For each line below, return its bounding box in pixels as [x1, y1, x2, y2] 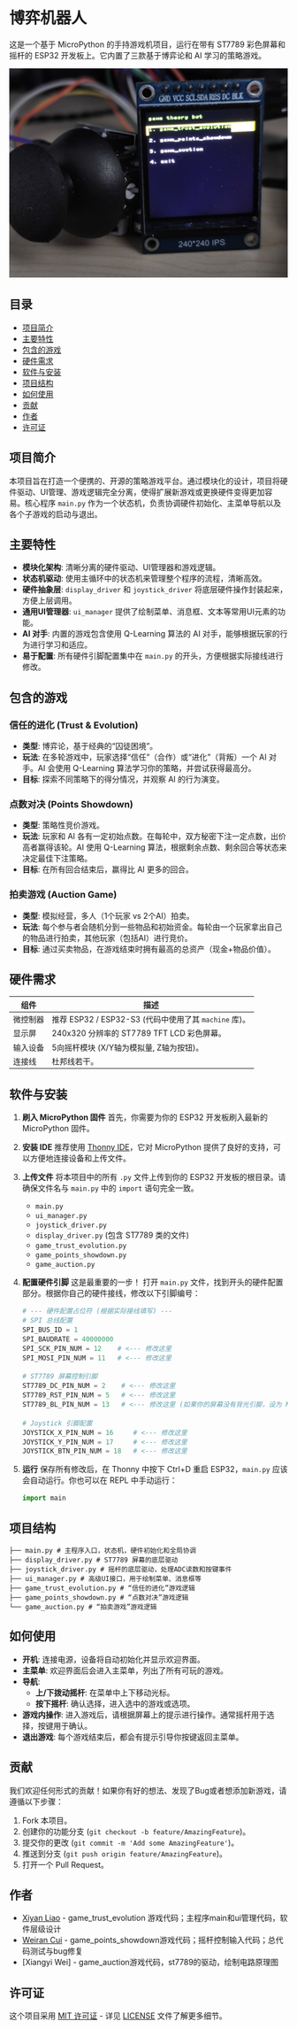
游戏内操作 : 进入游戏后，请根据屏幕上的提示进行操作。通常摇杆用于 [21, 1709, 267, 1720]
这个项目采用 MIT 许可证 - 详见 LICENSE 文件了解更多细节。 [9, 2010, 227, 2021]
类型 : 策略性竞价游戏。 [21, 820, 104, 830]
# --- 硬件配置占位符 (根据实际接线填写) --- [21, 1307, 173, 1315]
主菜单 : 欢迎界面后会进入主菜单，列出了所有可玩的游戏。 [21, 1665, 228, 1676]
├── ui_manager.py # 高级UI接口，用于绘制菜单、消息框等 [9, 1574, 202, 1583]
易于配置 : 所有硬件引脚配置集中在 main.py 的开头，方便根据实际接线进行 [21, 651, 284, 661]
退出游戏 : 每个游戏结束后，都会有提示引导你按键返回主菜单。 [21, 1732, 244, 1742]
